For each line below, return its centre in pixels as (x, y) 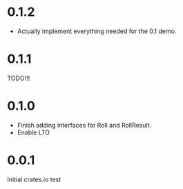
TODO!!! (19, 78)
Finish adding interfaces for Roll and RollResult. (84, 125)
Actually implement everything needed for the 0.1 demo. (97, 31)
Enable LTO (33, 132)
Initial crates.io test (34, 179)
